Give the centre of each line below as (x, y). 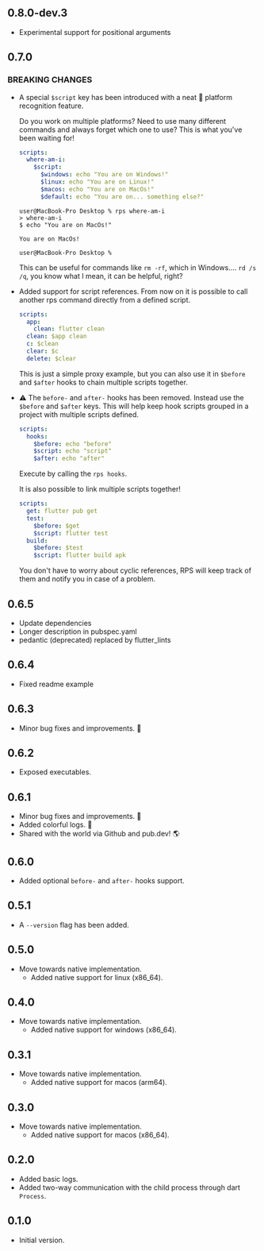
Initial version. (42, 1240)
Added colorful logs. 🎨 (55, 824)
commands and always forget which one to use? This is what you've (130, 129)
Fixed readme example (56, 684)
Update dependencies (55, 623)
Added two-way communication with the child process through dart (130, 1187)
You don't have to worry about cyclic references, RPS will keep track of (135, 570)
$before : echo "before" (73, 444)
